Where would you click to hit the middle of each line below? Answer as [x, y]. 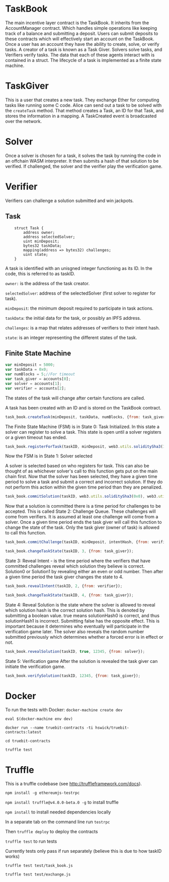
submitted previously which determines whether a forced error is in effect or [84, 637]
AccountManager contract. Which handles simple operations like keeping [81, 28]
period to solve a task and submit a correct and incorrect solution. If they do [84, 482]
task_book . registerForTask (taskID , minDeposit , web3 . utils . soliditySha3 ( [84, 446]
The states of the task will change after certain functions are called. [75, 398]
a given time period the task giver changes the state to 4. [64, 577]
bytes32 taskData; [43, 246]
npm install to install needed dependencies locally [58, 812]
